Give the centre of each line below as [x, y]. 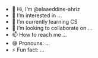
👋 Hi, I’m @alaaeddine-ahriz [46, 9]
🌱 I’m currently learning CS [45, 22]
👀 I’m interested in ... [37, 15]
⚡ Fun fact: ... [28, 50]
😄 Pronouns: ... [31, 43]
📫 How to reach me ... [39, 35]
